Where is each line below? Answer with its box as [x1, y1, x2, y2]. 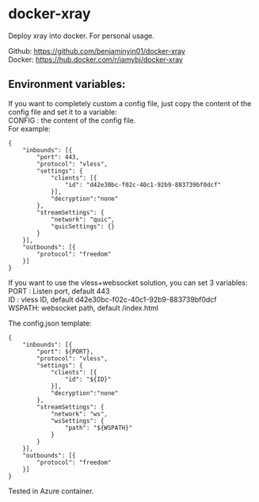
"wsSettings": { [50, 416, 105, 424]
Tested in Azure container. [8, 486, 94, 496]
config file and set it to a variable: [8, 107, 117, 116]
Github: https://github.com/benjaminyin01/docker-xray [8, 46, 186, 55]
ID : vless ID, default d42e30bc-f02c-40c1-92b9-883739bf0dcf [8, 295, 217, 304]
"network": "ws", [50, 409, 109, 418]
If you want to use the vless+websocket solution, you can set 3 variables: [8, 278, 248, 287]
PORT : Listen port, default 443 [8, 286, 110, 295]
